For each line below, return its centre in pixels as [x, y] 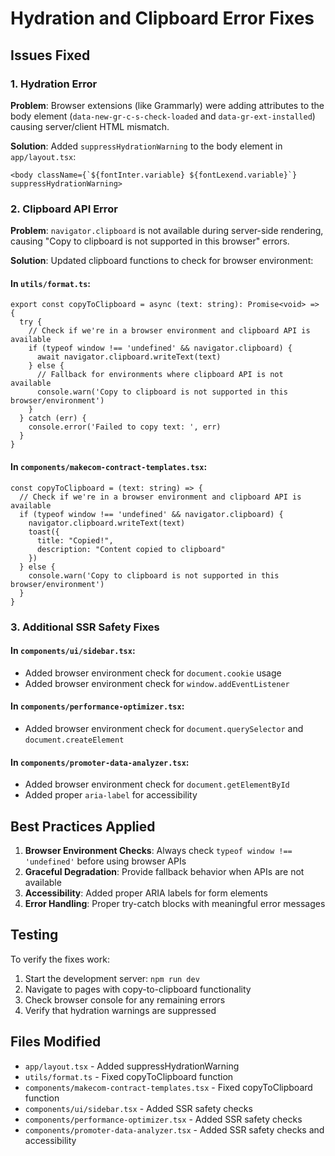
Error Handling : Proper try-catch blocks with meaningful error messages [175, 903]
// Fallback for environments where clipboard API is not [160, 375]
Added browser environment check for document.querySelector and [164, 728]
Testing [34, 935]
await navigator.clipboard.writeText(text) [129, 357]
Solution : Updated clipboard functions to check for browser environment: [162, 261]
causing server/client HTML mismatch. [90, 126]
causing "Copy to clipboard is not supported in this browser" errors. [150, 241]
